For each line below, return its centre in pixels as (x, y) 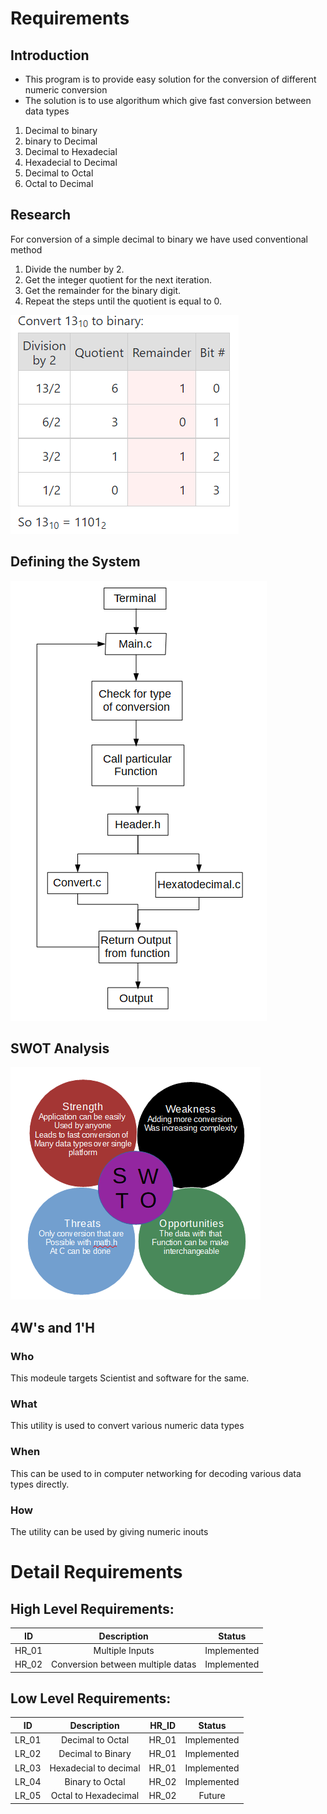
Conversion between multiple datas (123, 1664)
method (26, 249)
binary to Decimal (61, 141)
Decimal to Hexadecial (71, 151)
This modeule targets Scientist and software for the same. (130, 1378)
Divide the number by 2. (74, 269)
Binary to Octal (95, 1781)
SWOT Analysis (60, 1048)
